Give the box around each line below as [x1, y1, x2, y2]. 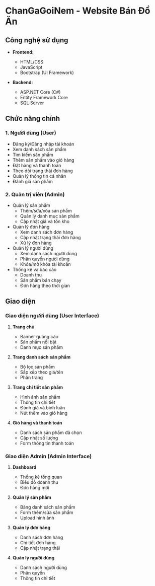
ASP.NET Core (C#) [20, 89, 61, 95]
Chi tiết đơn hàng [20, 539, 56, 546]
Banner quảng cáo [20, 333, 59, 339]
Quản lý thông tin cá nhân [12, 173, 66, 179]
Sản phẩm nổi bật [20, 339, 57, 345]
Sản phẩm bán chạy [20, 277, 62, 283]
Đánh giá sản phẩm [12, 178, 53, 184]
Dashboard [12, 464, 37, 470]
